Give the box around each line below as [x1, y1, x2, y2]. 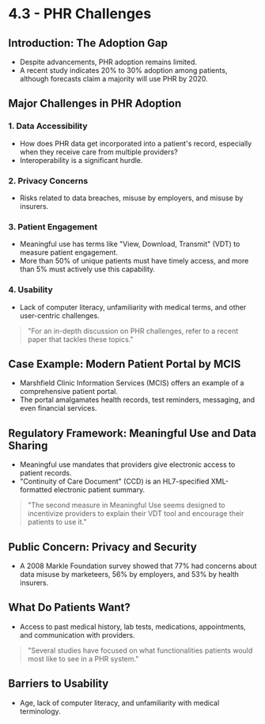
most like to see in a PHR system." [27, 654, 139, 663]
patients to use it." [27, 517, 87, 527]
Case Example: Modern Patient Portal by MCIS [8, 357, 241, 370]
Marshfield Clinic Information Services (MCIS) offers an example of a [19, 378, 244, 388]
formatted [19, 485, 53, 495]
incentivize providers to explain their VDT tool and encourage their [27, 509, 244, 518]
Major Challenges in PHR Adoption [8, 97, 182, 111]
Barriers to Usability [8, 677, 109, 691]
